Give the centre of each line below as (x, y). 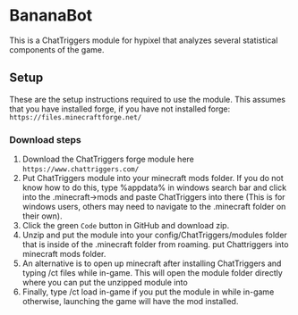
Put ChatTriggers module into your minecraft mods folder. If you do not (153, 178)
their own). (42, 216)
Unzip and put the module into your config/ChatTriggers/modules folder (155, 235)
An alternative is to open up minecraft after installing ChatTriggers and (152, 263)
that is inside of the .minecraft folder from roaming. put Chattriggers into (155, 245)
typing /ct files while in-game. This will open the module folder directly (153, 273)
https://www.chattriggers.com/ (81, 170)
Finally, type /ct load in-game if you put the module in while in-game (148, 292)
